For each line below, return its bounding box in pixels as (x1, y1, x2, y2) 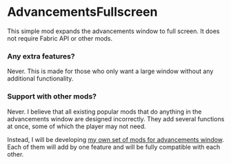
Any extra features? (7, 51, 75, 61)
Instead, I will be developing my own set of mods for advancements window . (7, 135, 224, 143)
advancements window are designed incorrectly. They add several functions (7, 114, 225, 123)
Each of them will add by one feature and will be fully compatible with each (7, 143, 221, 151)
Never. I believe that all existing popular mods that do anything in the (7, 107, 202, 116)
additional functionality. (7, 74, 74, 83)
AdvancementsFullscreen (7, 4, 158, 20)
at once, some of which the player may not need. (7, 122, 146, 130)
